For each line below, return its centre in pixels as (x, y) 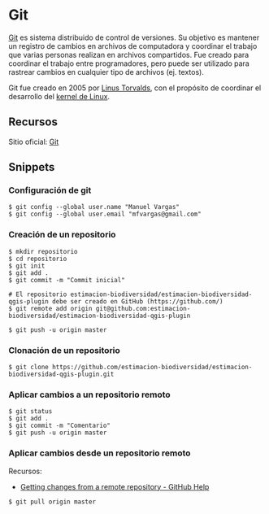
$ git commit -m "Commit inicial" (67, 280)
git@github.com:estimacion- (143, 308)
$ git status (30, 412)
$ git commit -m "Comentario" (60, 426)
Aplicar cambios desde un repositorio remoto (100, 453)
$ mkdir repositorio (43, 251)
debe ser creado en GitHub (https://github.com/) (137, 301)
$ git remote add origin (50, 308)
